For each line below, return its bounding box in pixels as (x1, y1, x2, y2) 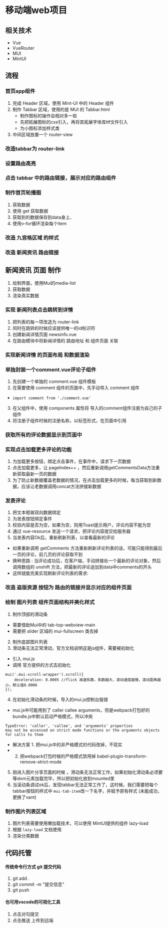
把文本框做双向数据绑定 (12, 509, 61, 515)
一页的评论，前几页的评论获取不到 (12, 551, 83, 558)
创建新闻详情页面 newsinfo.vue (12, 331, 76, 337)
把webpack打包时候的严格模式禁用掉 (19, 753, 96, 759)
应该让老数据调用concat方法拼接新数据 (21, 483, 101, 489)
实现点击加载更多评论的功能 (5, 446, 72, 453)
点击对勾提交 (12, 911, 39, 917)
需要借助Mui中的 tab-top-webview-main (12, 622, 95, 628)
